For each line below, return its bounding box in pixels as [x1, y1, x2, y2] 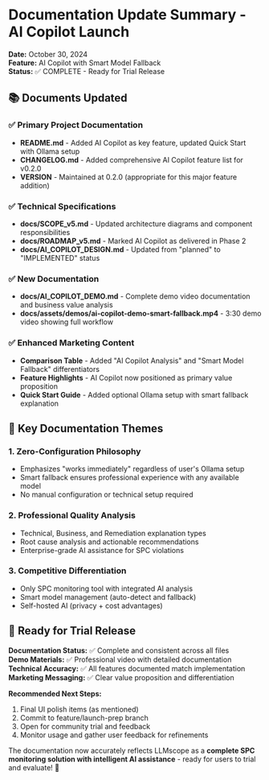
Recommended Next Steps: [8, 688, 102, 698]
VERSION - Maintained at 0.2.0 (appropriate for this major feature [19, 171, 238, 182]
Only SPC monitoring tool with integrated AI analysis [19, 584, 194, 593]
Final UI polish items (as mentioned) [19, 704, 139, 714]
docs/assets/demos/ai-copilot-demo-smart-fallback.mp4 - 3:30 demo [19, 308, 262, 319]
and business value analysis [19, 300, 114, 310]
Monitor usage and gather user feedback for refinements [19, 730, 209, 740]
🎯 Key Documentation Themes [8, 421, 164, 435]
